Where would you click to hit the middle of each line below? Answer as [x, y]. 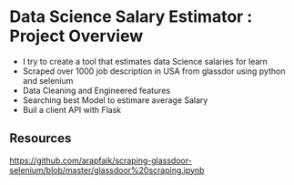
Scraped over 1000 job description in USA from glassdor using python [154, 71]
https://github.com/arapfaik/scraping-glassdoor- [101, 160]
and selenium [48, 80]
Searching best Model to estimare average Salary [115, 100]
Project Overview [76, 36]
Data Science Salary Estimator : [131, 17]
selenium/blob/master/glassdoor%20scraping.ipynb [107, 170]
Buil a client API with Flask [72, 109]
